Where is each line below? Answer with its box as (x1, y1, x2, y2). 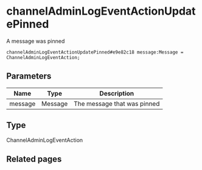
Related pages (6, 154, 62, 164)
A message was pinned (6, 37, 65, 44)
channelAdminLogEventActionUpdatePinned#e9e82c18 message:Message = (6, 49, 184, 55)
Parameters (6, 71, 52, 82)
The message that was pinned (74, 99, 160, 108)
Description (99, 89, 134, 97)
